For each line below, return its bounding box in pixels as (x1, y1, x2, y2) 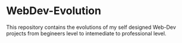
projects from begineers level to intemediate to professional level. (6, 29, 167, 37)
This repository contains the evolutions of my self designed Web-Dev (6, 24, 177, 31)
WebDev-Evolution (6, 4, 102, 18)
